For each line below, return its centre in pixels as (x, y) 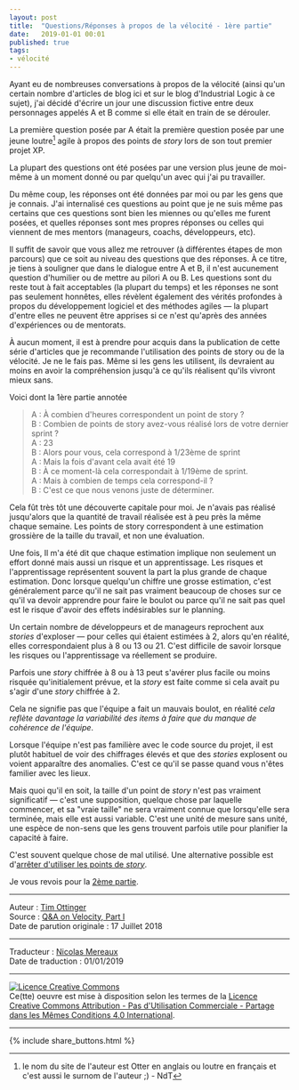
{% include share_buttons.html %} (72, 1040)
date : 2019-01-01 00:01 (57, 34)
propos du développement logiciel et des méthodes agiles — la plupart (139, 306)
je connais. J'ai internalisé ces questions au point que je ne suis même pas (146, 203)
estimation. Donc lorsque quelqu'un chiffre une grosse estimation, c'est (140, 581)
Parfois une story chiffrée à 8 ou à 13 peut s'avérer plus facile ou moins (140, 672)
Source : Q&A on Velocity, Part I (67, 916)
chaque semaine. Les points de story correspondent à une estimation (137, 526)
